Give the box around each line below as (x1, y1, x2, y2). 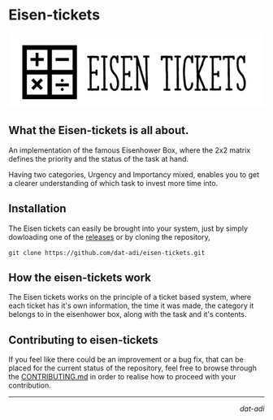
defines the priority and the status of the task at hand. (8, 154, 189, 163)
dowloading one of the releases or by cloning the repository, (8, 232, 211, 241)
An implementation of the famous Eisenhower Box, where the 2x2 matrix (8, 145, 251, 155)
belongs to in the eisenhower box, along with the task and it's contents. (8, 310, 247, 319)
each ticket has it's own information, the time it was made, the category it (8, 301, 254, 310)
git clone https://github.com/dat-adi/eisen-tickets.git (8, 249, 206, 257)
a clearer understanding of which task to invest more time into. (8, 178, 219, 188)
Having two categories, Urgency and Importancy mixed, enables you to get (8, 169, 260, 180)
